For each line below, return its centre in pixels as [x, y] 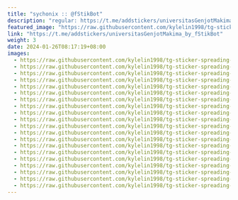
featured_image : [31, 27]
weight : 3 [22, 40]
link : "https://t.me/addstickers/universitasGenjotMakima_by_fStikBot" [115, 34]
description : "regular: [42, 21]
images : [19, 54]
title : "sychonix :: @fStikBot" [55, 14]
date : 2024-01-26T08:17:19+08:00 [57, 47]
